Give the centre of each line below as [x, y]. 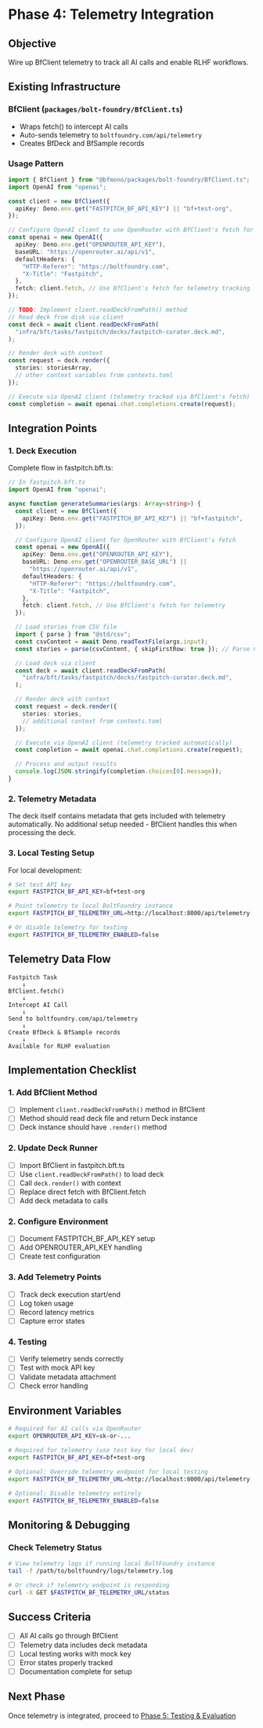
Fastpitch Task [33, 977]
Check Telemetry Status [55, 1547]
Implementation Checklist [72, 1070]
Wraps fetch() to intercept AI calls [74, 126]
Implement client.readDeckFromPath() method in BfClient [112, 1110]
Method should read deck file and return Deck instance [108, 1118]
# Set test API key [40, 884]
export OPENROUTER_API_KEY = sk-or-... [70, 1436]
